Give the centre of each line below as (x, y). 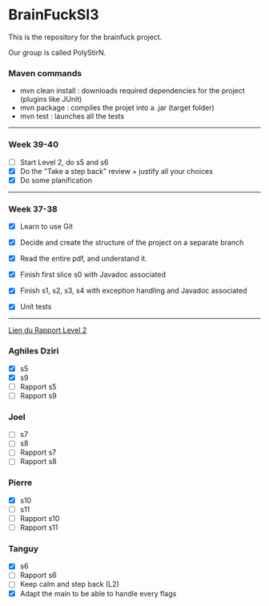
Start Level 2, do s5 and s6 (64, 162)
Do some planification (56, 180)
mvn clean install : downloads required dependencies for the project (132, 91)
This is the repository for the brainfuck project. (85, 37)
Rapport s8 (38, 462)
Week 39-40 (33, 144)
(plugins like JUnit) (51, 99)
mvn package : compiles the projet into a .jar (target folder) (117, 108)
